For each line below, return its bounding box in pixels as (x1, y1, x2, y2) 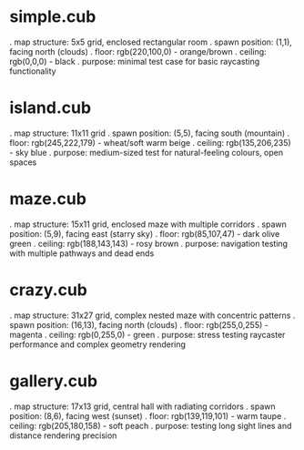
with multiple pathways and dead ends (9, 248, 155, 259)
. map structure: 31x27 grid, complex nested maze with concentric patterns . (9, 310, 296, 321)
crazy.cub (9, 280, 88, 300)
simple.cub (9, 6, 96, 27)
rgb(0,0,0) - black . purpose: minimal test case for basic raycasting (9, 56, 260, 66)
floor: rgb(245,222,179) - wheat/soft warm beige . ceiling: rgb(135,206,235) (9, 137, 291, 148)
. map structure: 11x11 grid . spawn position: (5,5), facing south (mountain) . (9, 128, 290, 138)
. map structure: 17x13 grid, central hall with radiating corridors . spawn (9, 401, 276, 412)
